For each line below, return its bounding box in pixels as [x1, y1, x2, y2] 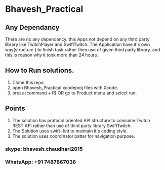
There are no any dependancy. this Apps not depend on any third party [5, 36, 150, 42]
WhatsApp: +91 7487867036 [5, 159, 76, 166]
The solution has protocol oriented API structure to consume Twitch [12, 117, 151, 123]
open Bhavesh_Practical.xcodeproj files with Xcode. [12, 85, 119, 90]
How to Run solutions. [5, 66, 74, 75]
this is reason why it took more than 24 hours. [5, 52, 99, 58]
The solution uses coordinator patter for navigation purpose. [12, 133, 135, 139]
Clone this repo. [12, 79, 45, 85]
